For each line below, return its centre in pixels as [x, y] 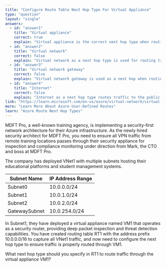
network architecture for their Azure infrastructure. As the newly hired [76, 130]
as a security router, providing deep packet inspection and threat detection [81, 228]
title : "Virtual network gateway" [49, 70]
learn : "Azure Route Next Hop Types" [44, 111]
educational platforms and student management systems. [64, 166]
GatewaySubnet [26, 211]
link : [11, 102]
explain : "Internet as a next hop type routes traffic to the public [87, 97]
